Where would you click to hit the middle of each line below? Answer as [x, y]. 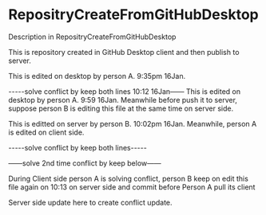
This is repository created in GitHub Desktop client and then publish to [124, 52]
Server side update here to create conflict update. [91, 202]
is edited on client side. [46, 132]
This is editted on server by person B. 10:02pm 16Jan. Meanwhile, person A [133, 123]
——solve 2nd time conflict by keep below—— [85, 163]
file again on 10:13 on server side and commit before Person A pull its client [132, 187]
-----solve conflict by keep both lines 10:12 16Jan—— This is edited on [125, 91]
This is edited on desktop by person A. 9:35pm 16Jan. [97, 76]
